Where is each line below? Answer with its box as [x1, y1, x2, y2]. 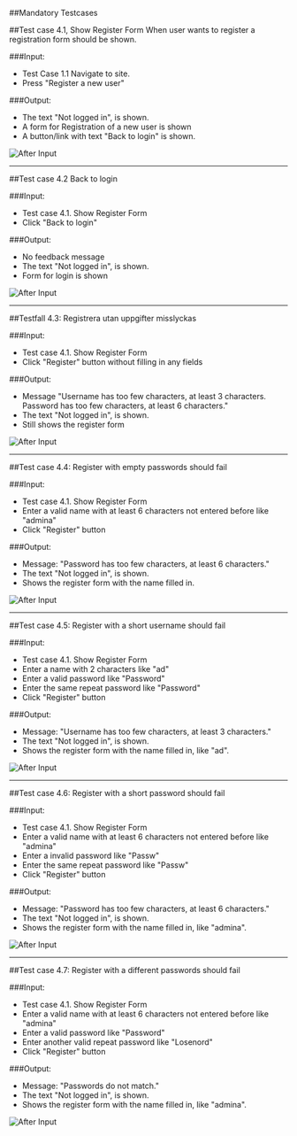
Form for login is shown [21, 270, 109, 281]
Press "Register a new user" [21, 78, 126, 88]
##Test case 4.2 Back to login [9, 174, 118, 184]
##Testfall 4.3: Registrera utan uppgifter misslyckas [9, 313, 197, 323]
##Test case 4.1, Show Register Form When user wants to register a [9, 25, 255, 35]
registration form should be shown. [9, 35, 137, 44]
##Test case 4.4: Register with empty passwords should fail [9, 462, 228, 472]
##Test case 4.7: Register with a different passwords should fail [9, 965, 240, 975]
